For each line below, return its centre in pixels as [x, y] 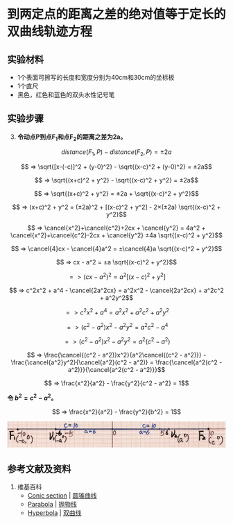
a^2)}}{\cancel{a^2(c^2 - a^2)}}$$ [116, 370]
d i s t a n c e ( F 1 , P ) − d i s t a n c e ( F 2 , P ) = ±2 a [116, 152]
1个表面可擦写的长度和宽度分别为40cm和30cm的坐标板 [96, 77]
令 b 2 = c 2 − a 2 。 [32, 397]
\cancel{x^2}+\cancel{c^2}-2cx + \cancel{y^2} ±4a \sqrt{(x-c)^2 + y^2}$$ [116, 235]
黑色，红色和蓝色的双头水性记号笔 [66, 95]
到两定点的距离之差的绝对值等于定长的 [117, 14]
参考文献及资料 [39, 469]
